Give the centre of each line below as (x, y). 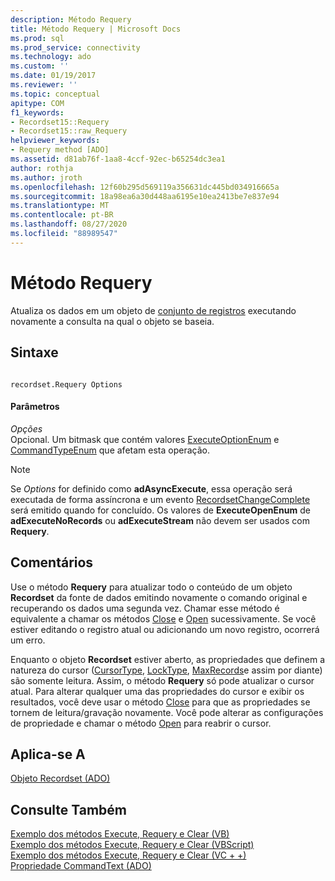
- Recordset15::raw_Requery (69, 131)
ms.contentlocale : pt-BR (62, 215)
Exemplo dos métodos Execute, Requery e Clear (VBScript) (132, 845)
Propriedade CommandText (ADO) (81, 866)
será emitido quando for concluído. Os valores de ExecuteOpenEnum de (160, 510)
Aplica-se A (48, 754)
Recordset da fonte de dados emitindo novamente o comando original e (159, 597)
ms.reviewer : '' (44, 85)
